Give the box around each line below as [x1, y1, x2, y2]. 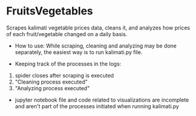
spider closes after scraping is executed [14, 72, 114, 79]
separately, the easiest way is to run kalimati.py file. [14, 48, 143, 55]
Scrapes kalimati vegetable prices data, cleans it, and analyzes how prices [6, 24, 191, 31]
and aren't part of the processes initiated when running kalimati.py [14, 102, 179, 109]
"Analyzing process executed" [14, 84, 90, 91]
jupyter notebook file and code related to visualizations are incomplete [14, 96, 189, 103]
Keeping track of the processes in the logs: [14, 60, 122, 67]
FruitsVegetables [6, 4, 94, 18]
